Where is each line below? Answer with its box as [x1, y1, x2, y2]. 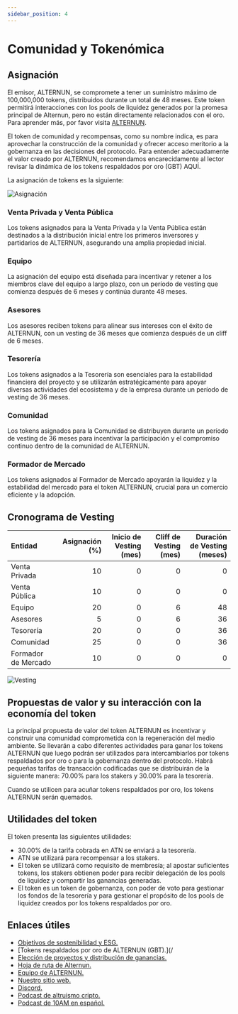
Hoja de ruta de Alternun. [17, 961, 92, 969]
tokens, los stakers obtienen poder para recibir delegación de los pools [17, 869, 225, 877]
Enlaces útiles [7, 920, 71, 932]
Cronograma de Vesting [7, 511, 115, 523]
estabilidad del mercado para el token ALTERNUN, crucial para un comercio [7, 483, 228, 492]
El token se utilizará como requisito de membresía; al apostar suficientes [17, 861, 229, 869]
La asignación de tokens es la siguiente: [7, 175, 124, 184]
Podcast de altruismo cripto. [17, 991, 101, 999]
